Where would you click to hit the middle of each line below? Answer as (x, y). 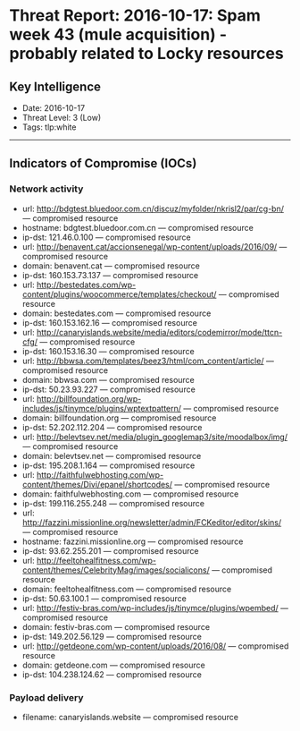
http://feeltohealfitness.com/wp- (96, 560)
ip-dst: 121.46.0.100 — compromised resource (106, 237)
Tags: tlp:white (49, 127)
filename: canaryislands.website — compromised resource (130, 717)
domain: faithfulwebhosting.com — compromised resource (130, 494)
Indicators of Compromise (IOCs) (103, 163)
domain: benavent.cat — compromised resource (111, 266)
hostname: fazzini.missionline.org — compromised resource (133, 541)
